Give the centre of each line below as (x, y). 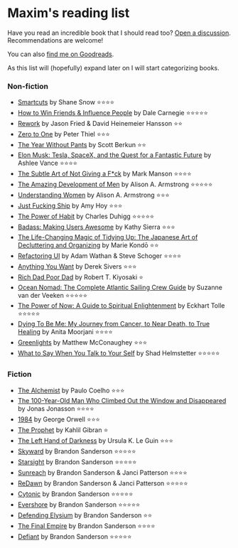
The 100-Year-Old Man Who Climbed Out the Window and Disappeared (122, 400)
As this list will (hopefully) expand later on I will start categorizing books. (113, 68)
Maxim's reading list (69, 13)
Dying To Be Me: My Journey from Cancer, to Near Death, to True (114, 324)
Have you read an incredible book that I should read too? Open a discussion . (119, 33)
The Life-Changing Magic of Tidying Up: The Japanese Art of (108, 237)
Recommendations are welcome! (55, 40)
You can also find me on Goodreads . (61, 54)
